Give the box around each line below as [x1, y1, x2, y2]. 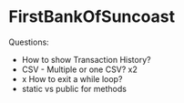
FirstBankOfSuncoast [8, 6, 175, 27]
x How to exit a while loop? [21, 73, 123, 84]
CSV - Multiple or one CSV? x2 [21, 64, 138, 75]
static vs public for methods [21, 83, 127, 94]
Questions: [8, 36, 49, 47]
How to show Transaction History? [21, 54, 151, 65]
